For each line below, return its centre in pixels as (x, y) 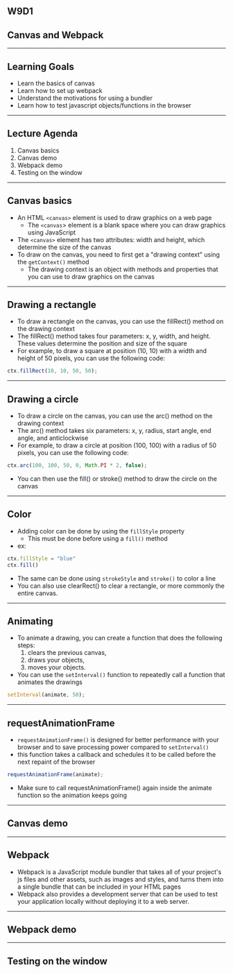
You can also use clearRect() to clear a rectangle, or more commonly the (121, 586)
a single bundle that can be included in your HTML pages (99, 887)
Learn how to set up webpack (60, 91)
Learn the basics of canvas (56, 83)
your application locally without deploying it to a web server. (103, 901)
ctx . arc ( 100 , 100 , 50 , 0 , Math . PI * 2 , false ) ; (77, 465)
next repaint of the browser (56, 762)
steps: (26, 645)
